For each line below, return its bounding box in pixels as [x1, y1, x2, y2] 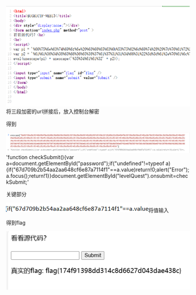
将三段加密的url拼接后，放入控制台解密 [6, 108, 100, 115]
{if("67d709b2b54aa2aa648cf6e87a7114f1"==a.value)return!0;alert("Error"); [6, 166, 190, 173]
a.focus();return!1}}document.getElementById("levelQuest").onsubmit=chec [6, 172, 188, 179]
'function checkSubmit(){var [6, 153, 74, 160]
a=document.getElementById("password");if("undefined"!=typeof [6, 160, 164, 167]
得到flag [6, 219, 26, 226]
